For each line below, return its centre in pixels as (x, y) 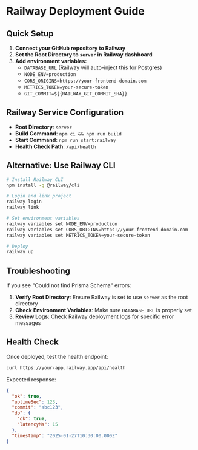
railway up (20, 252)
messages (28, 323)
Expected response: (31, 379)
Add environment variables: (51, 61)
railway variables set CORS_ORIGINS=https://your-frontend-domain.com (97, 230)
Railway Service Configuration (65, 113)
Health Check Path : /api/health (55, 146)
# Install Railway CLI (35, 179)
